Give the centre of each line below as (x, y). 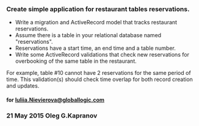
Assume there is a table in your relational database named (88, 35)
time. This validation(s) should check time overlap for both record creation (100, 79)
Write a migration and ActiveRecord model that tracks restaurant (96, 23)
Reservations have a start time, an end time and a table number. (95, 48)
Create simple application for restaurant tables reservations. (98, 9)
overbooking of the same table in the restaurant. (76, 61)
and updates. (23, 86)
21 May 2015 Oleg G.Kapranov (52, 116)
